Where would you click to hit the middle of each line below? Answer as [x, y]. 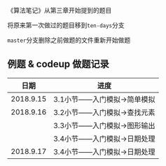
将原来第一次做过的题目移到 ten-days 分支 [66, 25]
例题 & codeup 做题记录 [58, 64]
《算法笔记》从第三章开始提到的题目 [60, 10]
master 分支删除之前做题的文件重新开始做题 [69, 40]
